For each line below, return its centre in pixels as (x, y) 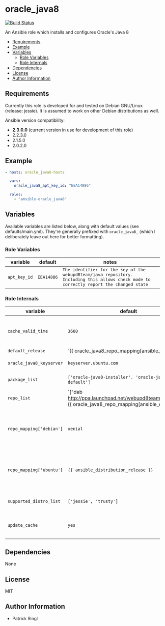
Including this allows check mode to (107, 280)
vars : (15, 181)
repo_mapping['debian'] (35, 429)
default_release (27, 351)
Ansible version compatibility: (35, 120)
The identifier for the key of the (104, 270)
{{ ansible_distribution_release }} (111, 470)
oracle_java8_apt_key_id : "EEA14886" (53, 186)
